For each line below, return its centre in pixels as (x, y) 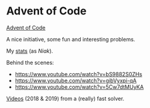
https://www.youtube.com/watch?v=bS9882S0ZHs (79, 74)
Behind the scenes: (30, 62)
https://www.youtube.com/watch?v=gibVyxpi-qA (76, 80)
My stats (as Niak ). (30, 51)
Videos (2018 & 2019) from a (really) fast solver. (65, 98)
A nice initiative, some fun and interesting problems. (71, 39)
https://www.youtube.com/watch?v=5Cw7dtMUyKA (79, 87)
